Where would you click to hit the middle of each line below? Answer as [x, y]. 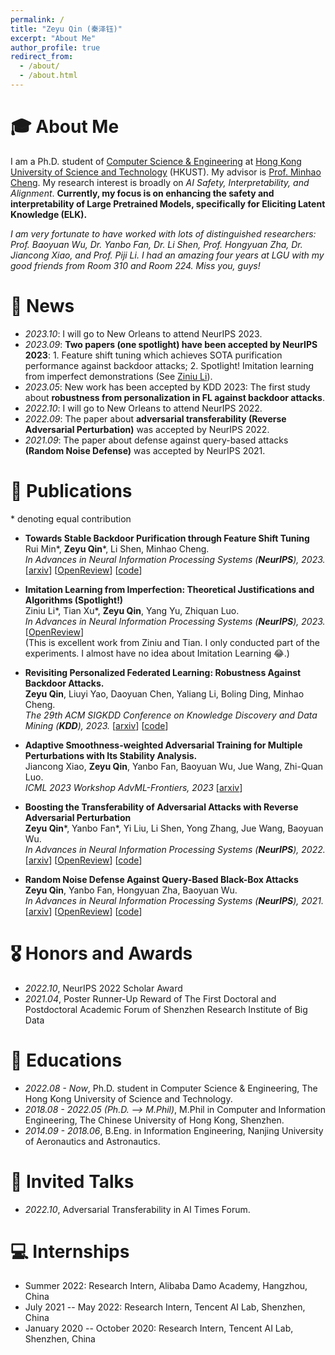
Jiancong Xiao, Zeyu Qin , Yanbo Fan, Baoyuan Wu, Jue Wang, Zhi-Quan [174, 766]
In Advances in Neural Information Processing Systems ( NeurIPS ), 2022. [175, 849]
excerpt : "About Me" [53, 38]
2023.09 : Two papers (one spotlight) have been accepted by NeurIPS [171, 344]
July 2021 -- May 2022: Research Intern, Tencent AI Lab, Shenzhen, [165, 1307]
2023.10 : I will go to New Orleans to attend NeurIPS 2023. [143, 333]
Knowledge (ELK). [49, 214]
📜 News [42, 306]
